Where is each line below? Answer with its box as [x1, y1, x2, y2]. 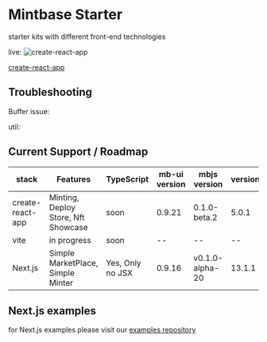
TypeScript [106, 173, 149, 184]
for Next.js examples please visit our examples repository [8, 325, 196, 335]
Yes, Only [106, 257, 141, 268]
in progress [48, 234, 91, 245]
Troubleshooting [8, 86, 93, 99]
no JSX [106, 267, 133, 279]
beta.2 [193, 212, 218, 223]
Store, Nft [48, 212, 85, 223]
